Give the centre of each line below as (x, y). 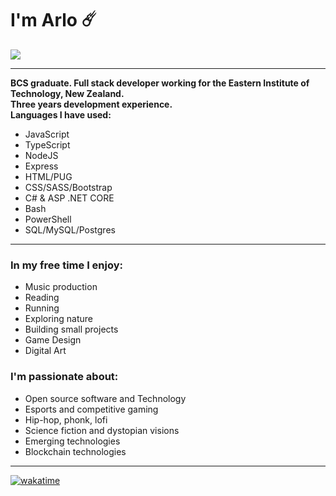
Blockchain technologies (75, 451)
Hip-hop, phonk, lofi (66, 419)
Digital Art (45, 351)
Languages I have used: (61, 114)
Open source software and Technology (105, 398)
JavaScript (47, 134)
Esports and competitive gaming (91, 409)
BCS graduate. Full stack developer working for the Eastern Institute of (160, 83)
